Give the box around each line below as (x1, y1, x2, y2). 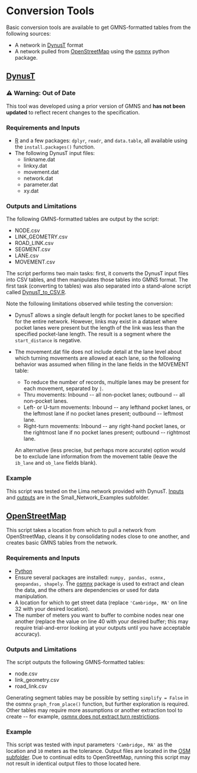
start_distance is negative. (14, 337, 82, 344)
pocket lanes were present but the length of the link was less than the (14, 324, 185, 331)
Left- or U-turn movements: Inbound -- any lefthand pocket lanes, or (23, 404, 191, 411)
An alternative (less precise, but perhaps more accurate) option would (14, 447, 186, 454)
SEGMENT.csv (14, 246, 51, 253)
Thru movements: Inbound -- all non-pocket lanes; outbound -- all (23, 391, 185, 398)
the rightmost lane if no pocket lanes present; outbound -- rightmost (23, 429, 190, 436)
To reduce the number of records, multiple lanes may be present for (23, 379, 189, 386)
